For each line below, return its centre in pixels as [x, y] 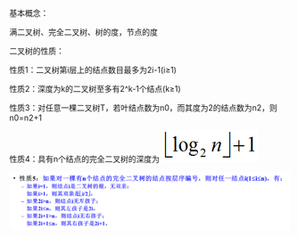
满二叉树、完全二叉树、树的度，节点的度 [83, 32]
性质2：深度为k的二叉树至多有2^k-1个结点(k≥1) [95, 89]
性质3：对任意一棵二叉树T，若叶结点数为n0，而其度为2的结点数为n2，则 [144, 108]
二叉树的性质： [37, 51]
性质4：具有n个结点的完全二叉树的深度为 [85, 159]
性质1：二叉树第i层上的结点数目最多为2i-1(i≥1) [93, 70]
